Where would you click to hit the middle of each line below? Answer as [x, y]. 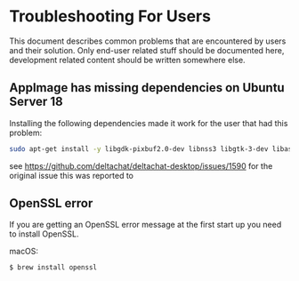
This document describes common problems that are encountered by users [148, 41]
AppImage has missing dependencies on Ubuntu [147, 88]
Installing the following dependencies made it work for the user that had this [149, 123]
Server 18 [36, 102]
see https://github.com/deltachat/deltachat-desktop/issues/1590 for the [141, 165]
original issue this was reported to [72, 175]
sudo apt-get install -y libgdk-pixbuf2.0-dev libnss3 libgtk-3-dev [139, 149]
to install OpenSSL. [44, 234]
